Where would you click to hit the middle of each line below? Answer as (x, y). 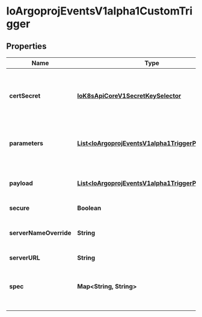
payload (21, 183)
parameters (26, 143)
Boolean (89, 208)
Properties (26, 46)
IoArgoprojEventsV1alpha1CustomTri (99, 11)
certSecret (25, 96)
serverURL (25, 258)
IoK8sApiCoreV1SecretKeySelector (129, 96)
